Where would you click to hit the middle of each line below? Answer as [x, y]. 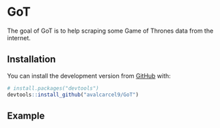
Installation [31, 60]
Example [26, 115]
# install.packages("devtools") [53, 88]
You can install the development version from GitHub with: [89, 76]
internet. [19, 37]
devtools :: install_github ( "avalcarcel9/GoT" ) [73, 95]
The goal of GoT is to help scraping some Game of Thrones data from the [110, 31]
